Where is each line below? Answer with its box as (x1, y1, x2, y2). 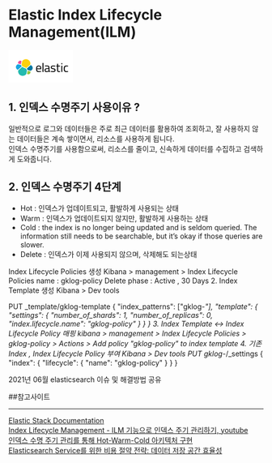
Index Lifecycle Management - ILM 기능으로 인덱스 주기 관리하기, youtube (8, 425, 249, 435)
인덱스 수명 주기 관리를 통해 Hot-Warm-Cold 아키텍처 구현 (8, 435, 193, 445)
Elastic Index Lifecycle (8, 6, 163, 24)
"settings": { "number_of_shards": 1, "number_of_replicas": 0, (8, 310, 213, 319)
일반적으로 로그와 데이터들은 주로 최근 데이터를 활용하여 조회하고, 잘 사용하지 (8, 123, 251, 133)
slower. (19, 239, 45, 249)
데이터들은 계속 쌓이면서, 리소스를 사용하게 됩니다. (16, 134, 175, 144)
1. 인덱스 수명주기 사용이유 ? (8, 101, 140, 114)
